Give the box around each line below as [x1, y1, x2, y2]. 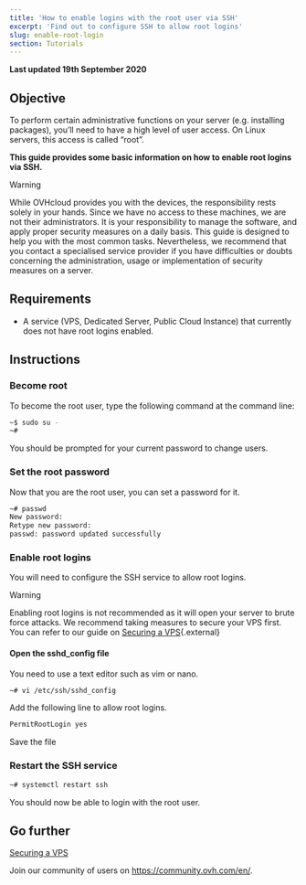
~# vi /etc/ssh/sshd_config [9, 686, 117, 695]
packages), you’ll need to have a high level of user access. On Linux [9, 124, 267, 135]
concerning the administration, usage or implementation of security [9, 255, 263, 266]
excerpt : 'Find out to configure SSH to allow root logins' [9, 22, 244, 31]
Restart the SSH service [9, 760, 118, 773]
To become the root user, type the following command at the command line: [9, 400, 295, 411]
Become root [9, 379, 69, 392]
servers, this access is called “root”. [9, 134, 144, 145]
